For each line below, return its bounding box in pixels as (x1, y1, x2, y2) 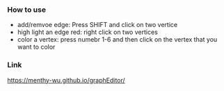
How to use (7, 5, 47, 15)
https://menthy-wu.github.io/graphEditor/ (7, 76, 125, 84)
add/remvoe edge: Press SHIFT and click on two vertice (17, 21, 178, 29)
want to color (17, 43, 56, 51)
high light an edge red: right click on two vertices (17, 28, 158, 36)
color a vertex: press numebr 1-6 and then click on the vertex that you (17, 35, 218, 44)
